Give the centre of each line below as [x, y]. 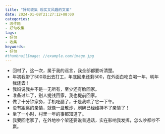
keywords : [15, 47]
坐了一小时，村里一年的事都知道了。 [49, 114]
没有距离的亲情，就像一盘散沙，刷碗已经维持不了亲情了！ [71, 108]
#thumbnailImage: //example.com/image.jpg [50, 56]
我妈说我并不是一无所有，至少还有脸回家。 [56, 89]
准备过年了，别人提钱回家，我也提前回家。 [56, 95]
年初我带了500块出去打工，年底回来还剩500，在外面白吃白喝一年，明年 [85, 77]
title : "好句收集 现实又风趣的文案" [38, 10]
